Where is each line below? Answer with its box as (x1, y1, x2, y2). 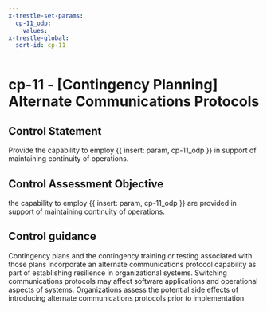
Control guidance (8, 230, 97, 243)
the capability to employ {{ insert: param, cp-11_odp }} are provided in (8, 198, 238, 207)
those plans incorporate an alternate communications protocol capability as (8, 259, 257, 269)
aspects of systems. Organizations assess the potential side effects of (8, 285, 239, 294)
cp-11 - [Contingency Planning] (8, 76, 218, 94)
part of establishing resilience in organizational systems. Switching (8, 268, 227, 278)
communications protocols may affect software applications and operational (8, 276, 258, 285)
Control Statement (8, 124, 102, 138)
